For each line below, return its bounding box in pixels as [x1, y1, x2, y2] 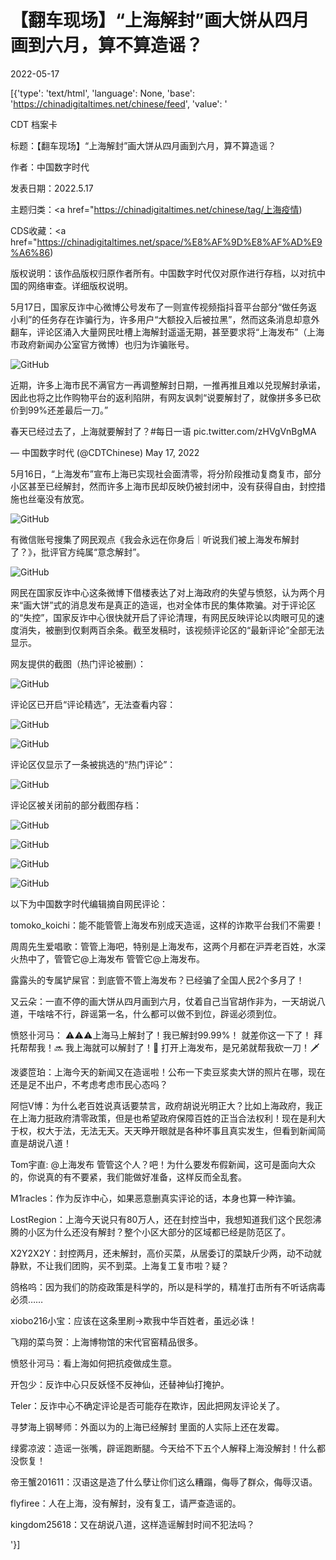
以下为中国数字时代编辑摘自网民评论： [10, 897, 168, 910]
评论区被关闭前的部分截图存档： [10, 799, 142, 811]
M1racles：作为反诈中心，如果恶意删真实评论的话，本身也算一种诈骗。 [10, 1192, 302, 1204]
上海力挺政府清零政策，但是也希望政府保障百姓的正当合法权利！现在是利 [18, 1112, 317, 1124]
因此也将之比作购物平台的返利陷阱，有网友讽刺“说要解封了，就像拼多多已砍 [10, 391, 322, 403]
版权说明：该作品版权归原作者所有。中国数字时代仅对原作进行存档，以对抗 [10, 267, 317, 279]
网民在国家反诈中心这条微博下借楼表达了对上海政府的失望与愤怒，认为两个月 [10, 586, 326, 598]
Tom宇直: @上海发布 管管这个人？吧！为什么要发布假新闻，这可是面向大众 [10, 1158, 317, 1170]
